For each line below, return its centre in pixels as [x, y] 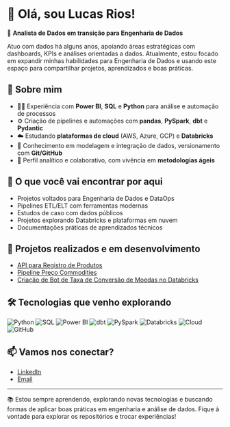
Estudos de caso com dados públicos [70, 212]
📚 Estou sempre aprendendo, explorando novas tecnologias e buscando [110, 399]
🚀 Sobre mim [35, 89]
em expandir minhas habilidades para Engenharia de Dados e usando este [112, 60]
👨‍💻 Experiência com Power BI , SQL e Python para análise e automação [118, 106]
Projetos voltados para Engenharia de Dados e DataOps [95, 198]
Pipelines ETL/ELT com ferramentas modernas [82, 206]
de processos [36, 113]
